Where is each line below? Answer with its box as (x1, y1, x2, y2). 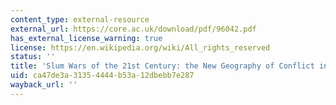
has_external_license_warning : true (10, 33, 163, 43)
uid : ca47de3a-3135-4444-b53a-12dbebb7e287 (10, 71, 195, 81)
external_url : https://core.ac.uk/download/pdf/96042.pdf (10, 24, 257, 34)
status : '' (10, 52, 56, 62)
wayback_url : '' (10, 80, 78, 90)
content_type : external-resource (10, 14, 150, 25)
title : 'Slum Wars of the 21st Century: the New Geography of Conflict (10, 61, 315, 71)
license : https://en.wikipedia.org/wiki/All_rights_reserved (10, 42, 271, 53)
